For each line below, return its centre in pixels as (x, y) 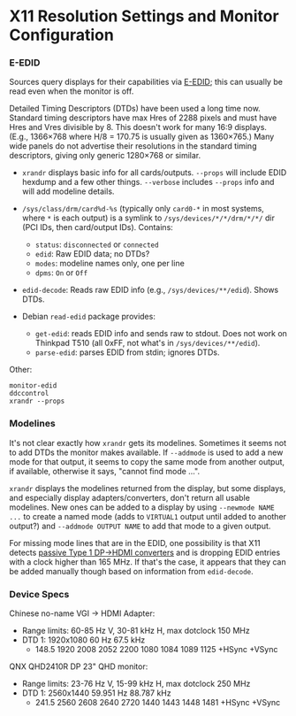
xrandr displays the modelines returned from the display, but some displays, (148, 488)
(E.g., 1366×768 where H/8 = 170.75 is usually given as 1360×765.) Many (142, 137)
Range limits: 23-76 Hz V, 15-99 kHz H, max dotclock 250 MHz (136, 684)
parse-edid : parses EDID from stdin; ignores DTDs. (127, 352)
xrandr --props (37, 401)
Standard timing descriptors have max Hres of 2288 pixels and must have (143, 118)
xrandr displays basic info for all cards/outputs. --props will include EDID (154, 173)
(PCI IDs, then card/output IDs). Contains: (98, 227)
